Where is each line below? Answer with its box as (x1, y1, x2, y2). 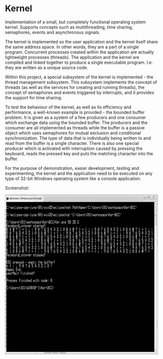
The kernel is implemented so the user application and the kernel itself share (5, 38, 158, 44)
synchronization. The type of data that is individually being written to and (5, 135, 151, 141)
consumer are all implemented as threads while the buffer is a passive (5, 125, 145, 130)
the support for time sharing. (5, 94, 63, 100)
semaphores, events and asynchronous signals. (5, 29, 100, 35)
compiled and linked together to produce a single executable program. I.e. (5, 59, 153, 65)
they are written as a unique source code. (5, 64, 88, 71)
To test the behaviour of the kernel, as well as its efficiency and (5, 104, 131, 110)
